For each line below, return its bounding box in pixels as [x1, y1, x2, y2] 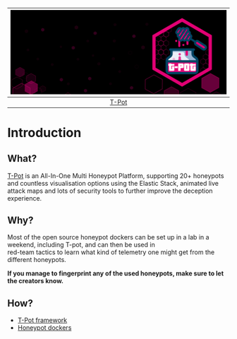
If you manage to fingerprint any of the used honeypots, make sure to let [7, 269, 224, 278]
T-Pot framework [17, 316, 68, 325]
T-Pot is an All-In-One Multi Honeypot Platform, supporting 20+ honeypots [7, 171, 224, 180]
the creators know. [7, 277, 63, 285]
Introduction [7, 124, 82, 141]
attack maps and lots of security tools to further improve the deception [7, 186, 213, 195]
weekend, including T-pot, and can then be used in [7, 241, 155, 249]
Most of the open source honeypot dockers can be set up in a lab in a [7, 233, 209, 242]
